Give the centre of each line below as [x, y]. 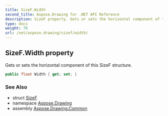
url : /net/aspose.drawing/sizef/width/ [47, 33]
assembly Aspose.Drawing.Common [50, 108]
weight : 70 [16, 28]
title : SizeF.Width [25, 10]
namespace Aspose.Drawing [42, 103]
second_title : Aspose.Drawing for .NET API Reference [62, 14]
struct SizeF [25, 98]
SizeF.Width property [39, 53]
